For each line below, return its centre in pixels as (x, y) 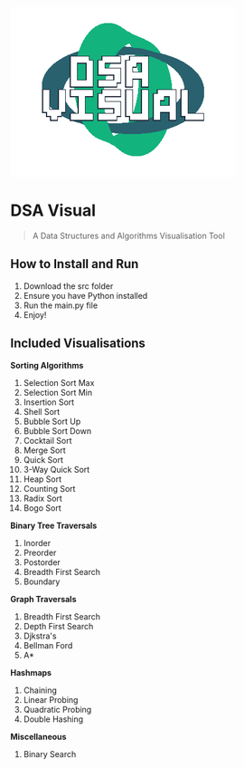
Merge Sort (44, 450)
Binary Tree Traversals (54, 525)
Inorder (37, 542)
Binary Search (50, 754)
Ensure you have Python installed (85, 295)
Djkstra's (40, 636)
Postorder (42, 562)
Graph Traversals (43, 599)
